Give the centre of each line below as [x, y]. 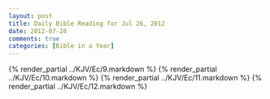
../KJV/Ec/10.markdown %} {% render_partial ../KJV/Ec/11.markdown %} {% [135, 78]
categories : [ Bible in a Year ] [61, 46]
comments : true [34, 39]
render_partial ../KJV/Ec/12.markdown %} [78, 87]
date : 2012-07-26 [38, 31]
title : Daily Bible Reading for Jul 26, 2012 [87, 24]
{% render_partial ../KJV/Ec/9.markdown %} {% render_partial [113, 69]
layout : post [30, 16]
